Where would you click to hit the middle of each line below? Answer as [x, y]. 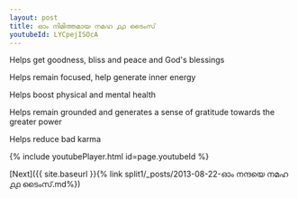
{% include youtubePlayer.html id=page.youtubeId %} [109, 157]
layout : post [34, 18]
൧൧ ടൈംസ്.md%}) [45, 184]
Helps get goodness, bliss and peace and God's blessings [117, 60]
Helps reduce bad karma [55, 139]
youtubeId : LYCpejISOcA [54, 34]
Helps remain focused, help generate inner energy [103, 77]
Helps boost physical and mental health [82, 94]
